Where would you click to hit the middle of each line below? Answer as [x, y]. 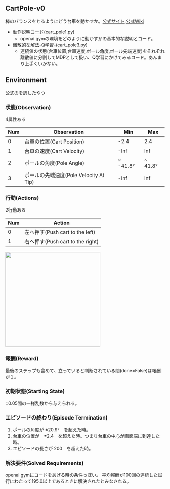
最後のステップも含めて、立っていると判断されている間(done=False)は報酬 [83, 370]
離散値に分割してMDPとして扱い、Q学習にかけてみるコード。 [84, 57]
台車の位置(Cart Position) [54, 142]
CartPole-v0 [25, 8]
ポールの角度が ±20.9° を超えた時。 [52, 430]
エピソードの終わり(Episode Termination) [56, 417]
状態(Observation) [28, 107]
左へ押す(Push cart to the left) [60, 232]
